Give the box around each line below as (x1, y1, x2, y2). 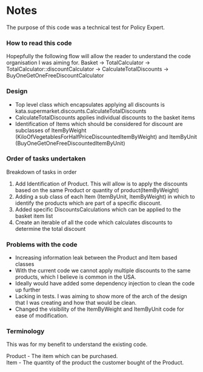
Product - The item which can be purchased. (6, 353, 118, 360)
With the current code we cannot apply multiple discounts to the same (15, 267, 191, 274)
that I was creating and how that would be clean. (15, 299, 137, 307)
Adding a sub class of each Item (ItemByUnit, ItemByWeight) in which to (15, 193, 195, 200)
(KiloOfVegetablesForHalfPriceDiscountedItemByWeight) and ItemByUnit (15, 133, 197, 140)
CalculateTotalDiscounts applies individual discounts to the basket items (15, 113, 195, 121)
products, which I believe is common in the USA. (15, 273, 136, 281)
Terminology (6, 327, 45, 336)
